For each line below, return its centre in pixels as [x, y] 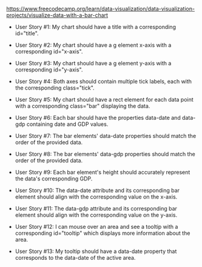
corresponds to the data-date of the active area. [75, 258]
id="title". [27, 33]
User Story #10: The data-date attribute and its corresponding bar [97, 190]
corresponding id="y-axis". [49, 70]
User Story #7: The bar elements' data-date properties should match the [106, 136]
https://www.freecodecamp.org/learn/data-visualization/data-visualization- [101, 9]
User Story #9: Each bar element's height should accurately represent [103, 172]
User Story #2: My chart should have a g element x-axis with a [93, 45]
